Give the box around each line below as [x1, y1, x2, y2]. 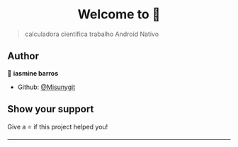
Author [7, 50, 39, 62]
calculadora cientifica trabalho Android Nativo [24, 30, 159, 38]
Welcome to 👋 [77, 6, 161, 23]
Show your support [7, 103, 94, 115]
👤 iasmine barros [7, 69, 59, 77]
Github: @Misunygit [17, 83, 76, 91]
